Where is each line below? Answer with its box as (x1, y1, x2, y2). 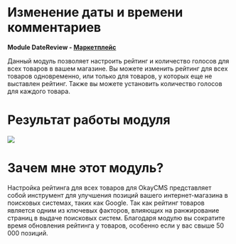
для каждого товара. (7, 87, 71, 95)
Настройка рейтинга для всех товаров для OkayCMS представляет (7, 183, 212, 192)
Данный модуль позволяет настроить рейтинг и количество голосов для (7, 56, 230, 65)
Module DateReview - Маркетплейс (7, 43, 117, 51)
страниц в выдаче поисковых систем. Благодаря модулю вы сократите (7, 213, 225, 222)
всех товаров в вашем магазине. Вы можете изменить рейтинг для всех (7, 64, 228, 73)
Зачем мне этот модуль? (7, 160, 164, 176)
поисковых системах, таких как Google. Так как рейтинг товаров (7, 198, 205, 207)
